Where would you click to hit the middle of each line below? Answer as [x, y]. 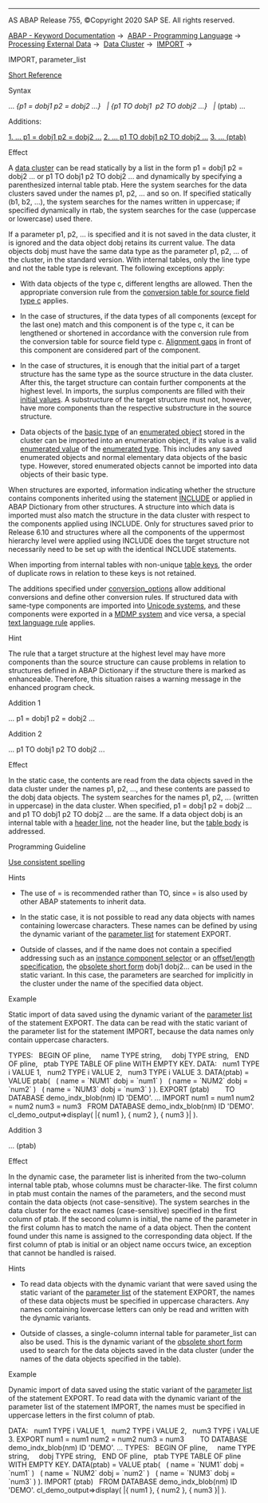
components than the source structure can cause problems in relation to [127, 662]
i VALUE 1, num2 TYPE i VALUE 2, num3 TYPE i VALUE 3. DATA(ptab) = [129, 1072]
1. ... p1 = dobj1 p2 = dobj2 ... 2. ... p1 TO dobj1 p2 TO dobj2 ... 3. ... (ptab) [127, 137]
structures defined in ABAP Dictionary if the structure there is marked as [127, 670]
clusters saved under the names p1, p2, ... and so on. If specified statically [130, 193]
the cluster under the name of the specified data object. [111, 983]
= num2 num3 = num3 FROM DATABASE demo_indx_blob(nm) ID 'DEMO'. [131, 1106]
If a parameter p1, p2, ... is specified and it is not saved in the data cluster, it [132, 234]
